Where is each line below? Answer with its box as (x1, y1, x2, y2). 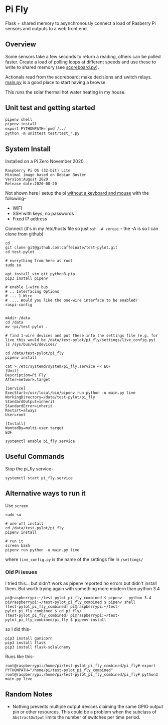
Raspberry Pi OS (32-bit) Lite (5, 168, 71, 173)
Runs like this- (5, 653, 35, 660)
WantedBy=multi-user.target (5, 425, 64, 431)
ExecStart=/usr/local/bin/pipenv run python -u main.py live (5, 390, 136, 395)
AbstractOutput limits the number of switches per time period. (12, 714, 140, 720)
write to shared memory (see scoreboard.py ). (5, 64, 99, 70)
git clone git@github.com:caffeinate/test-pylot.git (5, 245, 118, 250)
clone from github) (5, 230, 44, 237)
